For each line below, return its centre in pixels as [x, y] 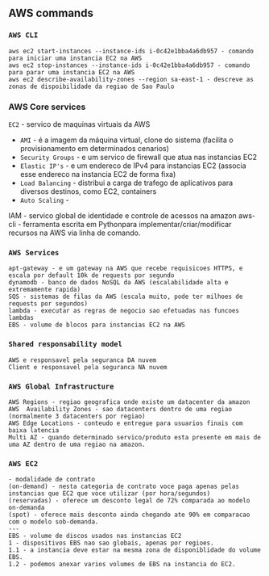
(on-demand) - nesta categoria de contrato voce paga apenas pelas [124, 487]
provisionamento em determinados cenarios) [94, 148]
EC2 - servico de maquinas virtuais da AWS [79, 124]
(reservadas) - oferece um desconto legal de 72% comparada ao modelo [129, 501]
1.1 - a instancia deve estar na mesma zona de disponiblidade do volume [135, 550]
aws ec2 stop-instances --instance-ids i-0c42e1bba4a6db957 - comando [129, 65]
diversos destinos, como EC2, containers [88, 191]
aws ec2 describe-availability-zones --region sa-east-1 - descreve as [131, 79]
